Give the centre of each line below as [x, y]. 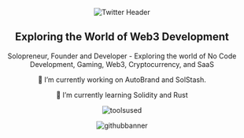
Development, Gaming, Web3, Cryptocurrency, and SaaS [122, 64]
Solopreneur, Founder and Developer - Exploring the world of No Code [122, 56]
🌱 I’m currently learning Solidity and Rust [122, 95]
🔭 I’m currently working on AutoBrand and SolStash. [122, 80]
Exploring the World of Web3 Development [122, 37]
